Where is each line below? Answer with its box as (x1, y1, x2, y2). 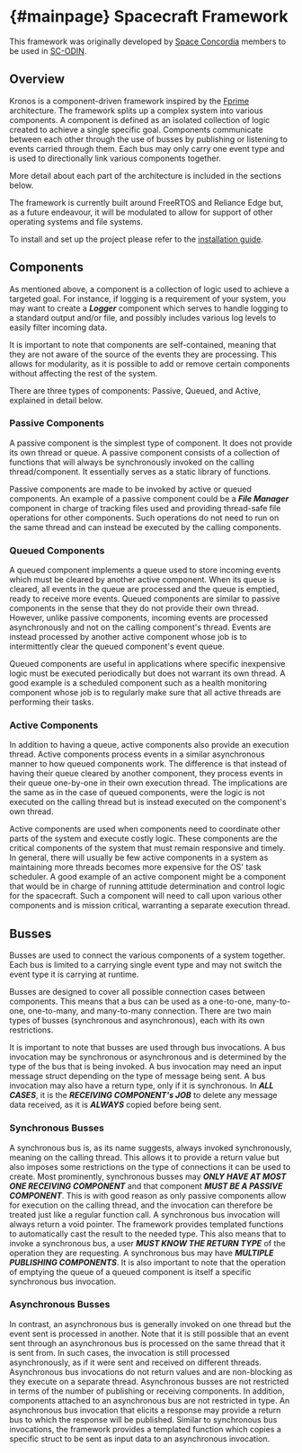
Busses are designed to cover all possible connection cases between (9, 987, 266, 997)
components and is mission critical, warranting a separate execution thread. (9, 900, 290, 911)
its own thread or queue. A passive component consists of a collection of (9, 447, 280, 457)
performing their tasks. (9, 696, 94, 707)
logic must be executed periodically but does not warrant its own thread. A (9, 668, 286, 679)
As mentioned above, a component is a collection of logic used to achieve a (9, 283, 289, 294)
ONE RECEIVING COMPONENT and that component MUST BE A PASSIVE (9, 1180, 283, 1192)
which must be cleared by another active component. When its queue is (9, 574, 276, 585)
